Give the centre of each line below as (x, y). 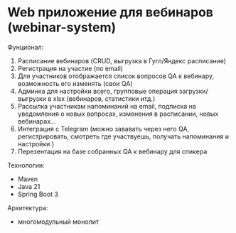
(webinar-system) (62, 27)
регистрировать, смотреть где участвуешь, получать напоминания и (123, 136)
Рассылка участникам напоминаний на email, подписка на (107, 106)
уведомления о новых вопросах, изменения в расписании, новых (118, 114)
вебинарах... (37, 121)
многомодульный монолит (58, 222)
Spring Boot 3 (38, 194)
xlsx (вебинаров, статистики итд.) (104, 98)
